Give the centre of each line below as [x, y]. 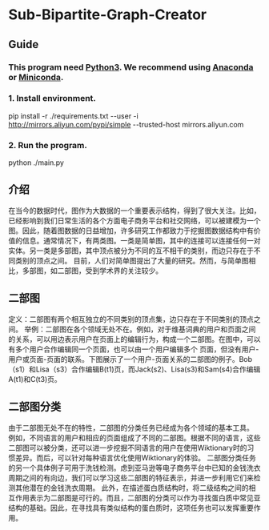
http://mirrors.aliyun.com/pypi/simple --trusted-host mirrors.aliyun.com [126, 124]
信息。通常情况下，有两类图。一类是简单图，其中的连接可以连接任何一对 [141, 240]
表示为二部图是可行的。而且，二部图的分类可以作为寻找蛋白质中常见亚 [145, 497]
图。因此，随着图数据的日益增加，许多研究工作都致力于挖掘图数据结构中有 [131, 231]
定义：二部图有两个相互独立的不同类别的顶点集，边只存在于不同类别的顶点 [131, 319]
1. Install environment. [52, 98]
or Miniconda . [36, 77]
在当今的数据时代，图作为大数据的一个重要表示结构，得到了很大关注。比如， [134, 211]
